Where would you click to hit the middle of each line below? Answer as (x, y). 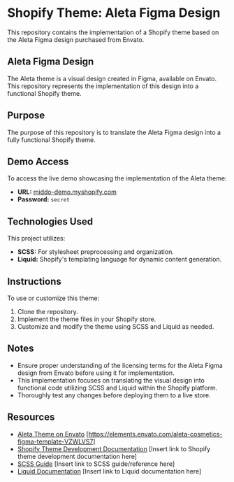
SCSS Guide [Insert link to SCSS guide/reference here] (96, 464)
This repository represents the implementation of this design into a (103, 86)
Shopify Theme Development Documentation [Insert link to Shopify (114, 448)
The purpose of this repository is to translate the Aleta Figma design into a (114, 132)
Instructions (34, 281)
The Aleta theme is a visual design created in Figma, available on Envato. (112, 78)
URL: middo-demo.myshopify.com (67, 192)
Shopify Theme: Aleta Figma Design (114, 13)
